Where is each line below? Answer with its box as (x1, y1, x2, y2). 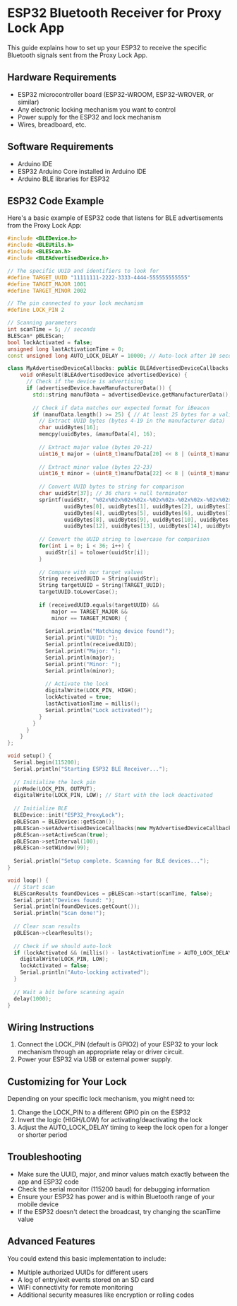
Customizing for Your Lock (7, 1075, 127, 1088)
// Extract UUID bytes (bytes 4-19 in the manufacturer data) (38, 417, 226, 425)
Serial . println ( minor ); (44, 667, 115, 675)
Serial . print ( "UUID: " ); (44, 634, 119, 641)
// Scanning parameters (7, 320, 78, 327)
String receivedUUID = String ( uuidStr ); (38, 575, 159, 583)
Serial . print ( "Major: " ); (44, 648, 121, 655)
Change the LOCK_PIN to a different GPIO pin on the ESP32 (17, 1108, 191, 1116)
